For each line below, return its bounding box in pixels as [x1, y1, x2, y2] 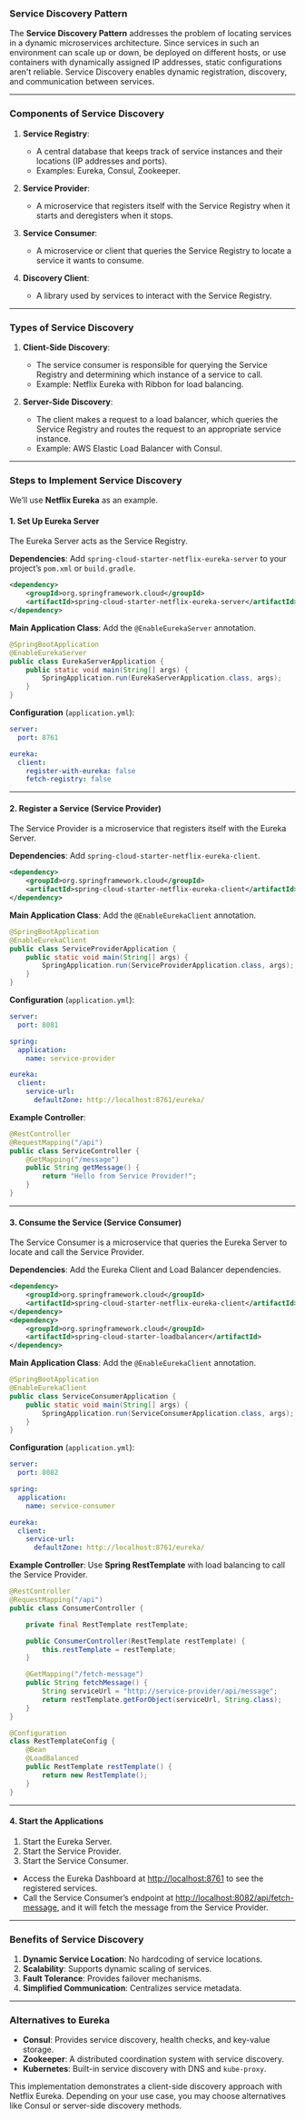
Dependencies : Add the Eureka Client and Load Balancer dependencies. [9, 1264, 281, 1275]
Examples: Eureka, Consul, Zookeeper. [35, 164, 182, 175]
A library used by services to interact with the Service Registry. [35, 290, 272, 301]
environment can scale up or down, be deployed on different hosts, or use [9, 47, 287, 58]
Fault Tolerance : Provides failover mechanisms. [22, 1973, 202, 1984]
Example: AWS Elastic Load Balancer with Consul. [35, 443, 222, 453]
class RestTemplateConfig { [9, 1737, 116, 1747]
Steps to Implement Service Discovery [9, 473, 182, 486]
